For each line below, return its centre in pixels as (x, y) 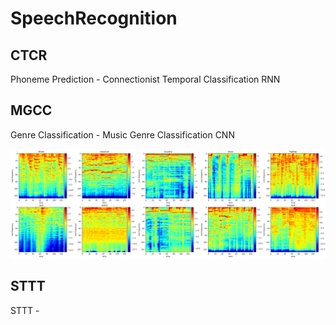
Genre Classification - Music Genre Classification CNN (122, 134)
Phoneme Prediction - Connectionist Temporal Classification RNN (145, 79)
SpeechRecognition (94, 18)
